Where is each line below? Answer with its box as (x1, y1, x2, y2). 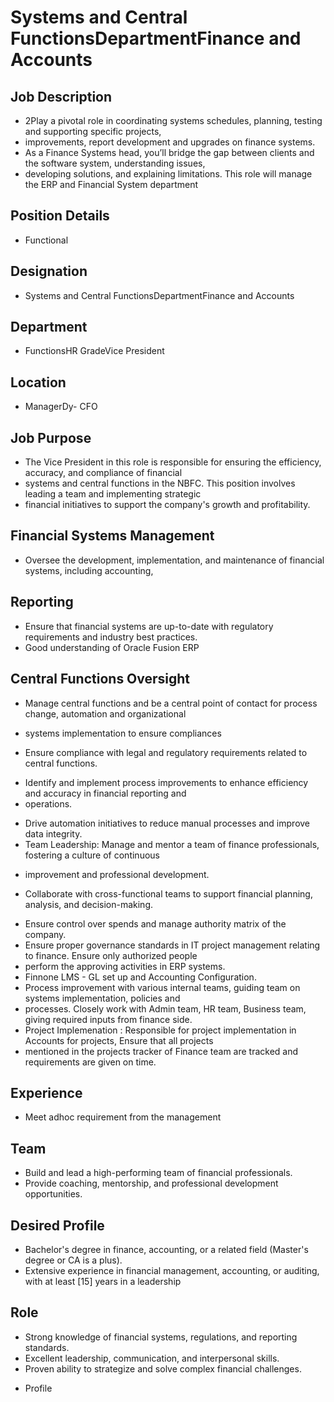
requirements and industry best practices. (24, 631, 198, 643)
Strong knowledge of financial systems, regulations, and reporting (24, 1331, 298, 1343)
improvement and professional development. (24, 868, 210, 880)
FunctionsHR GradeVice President (24, 345, 165, 357)
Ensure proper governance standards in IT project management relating (24, 939, 321, 951)
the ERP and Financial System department (24, 179, 199, 190)
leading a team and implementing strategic (24, 488, 202, 500)
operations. (24, 797, 73, 810)
